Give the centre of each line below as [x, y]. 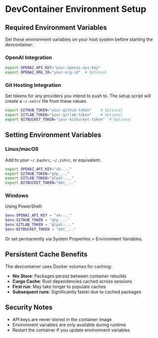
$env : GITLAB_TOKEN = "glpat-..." [40, 225]
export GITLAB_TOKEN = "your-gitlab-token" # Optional [64, 115]
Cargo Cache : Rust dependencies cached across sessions [72, 281]
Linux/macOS [22, 149]
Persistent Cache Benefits [46, 254]
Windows [17, 196]
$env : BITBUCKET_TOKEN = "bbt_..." [41, 229]
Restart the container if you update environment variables [71, 330]
